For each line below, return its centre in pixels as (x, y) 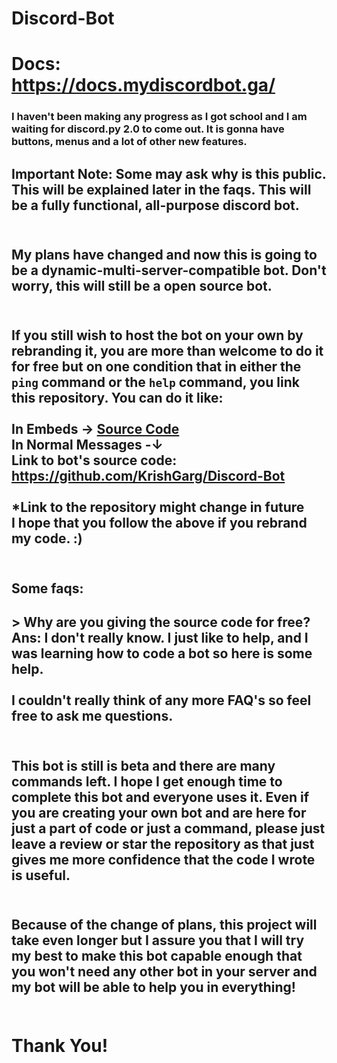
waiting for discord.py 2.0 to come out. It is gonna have (148, 129)
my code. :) (47, 538)
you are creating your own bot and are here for (159, 812)
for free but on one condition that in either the (156, 367)
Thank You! (60, 1046)
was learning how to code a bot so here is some (162, 653)
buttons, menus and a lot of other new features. (129, 142)
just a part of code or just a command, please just (168, 828)
